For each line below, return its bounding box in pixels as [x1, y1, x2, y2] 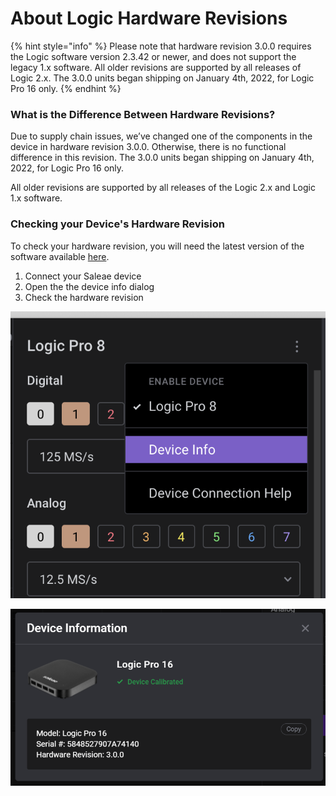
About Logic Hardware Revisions [10, 7, 288, 30]
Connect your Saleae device [24, 270, 142, 282]
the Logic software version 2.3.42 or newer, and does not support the [10, 50, 297, 62]
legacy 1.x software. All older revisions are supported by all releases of [10, 61, 302, 73]
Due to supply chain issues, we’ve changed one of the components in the [10, 130, 313, 142]
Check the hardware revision [24, 291, 144, 303]
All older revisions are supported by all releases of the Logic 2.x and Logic [10, 182, 316, 194]
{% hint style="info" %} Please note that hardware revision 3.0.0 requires [10, 40, 312, 52]
